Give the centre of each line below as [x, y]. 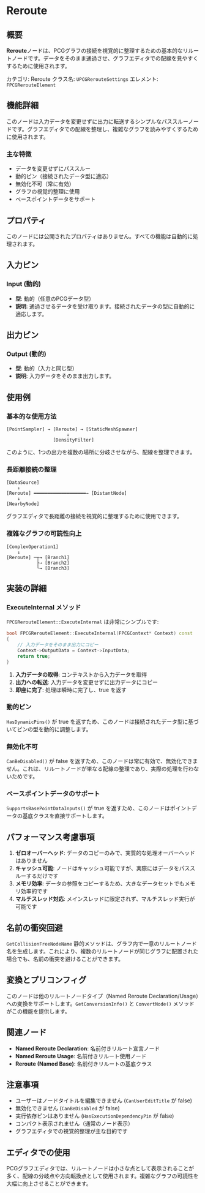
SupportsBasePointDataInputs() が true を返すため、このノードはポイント [99, 808]
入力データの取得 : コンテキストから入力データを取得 [81, 674]
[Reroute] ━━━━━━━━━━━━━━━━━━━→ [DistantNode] [67, 494]
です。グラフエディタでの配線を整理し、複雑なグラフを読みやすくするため [105, 129]
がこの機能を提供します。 [38, 1011]
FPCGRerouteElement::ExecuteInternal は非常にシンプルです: [83, 622]
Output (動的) [27, 354]
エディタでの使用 [38, 1152]
